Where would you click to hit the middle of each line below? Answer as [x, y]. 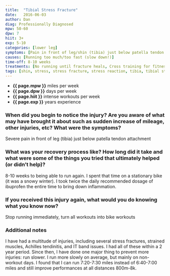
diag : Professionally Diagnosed [39, 24]
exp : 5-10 [16, 43]
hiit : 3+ [14, 39]
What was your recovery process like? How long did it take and [84, 152]
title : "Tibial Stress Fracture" [42, 10]
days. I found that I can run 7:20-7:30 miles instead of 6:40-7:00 [90, 263]
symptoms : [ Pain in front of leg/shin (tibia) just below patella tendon [85, 52]
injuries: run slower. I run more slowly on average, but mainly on [72, 257]
